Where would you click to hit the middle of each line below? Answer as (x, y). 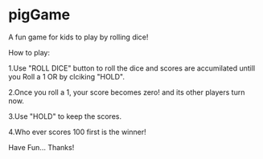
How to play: (29, 52)
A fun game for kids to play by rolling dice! (78, 37)
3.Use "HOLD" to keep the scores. (65, 116)
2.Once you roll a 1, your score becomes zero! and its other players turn (127, 92)
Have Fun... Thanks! (41, 147)
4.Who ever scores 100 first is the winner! (77, 132)
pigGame (39, 15)
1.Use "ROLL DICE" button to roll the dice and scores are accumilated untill (132, 68)
